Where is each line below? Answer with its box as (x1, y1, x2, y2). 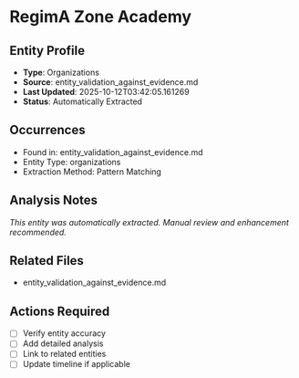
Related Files (9, 253, 85, 268)
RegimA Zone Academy (9, 6, 192, 27)
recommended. (9, 226, 67, 237)
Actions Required (9, 303, 110, 319)
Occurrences (9, 122, 86, 138)
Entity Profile (9, 43, 85, 58)
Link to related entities (22, 349, 107, 360)
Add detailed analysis (22, 338, 104, 349)
